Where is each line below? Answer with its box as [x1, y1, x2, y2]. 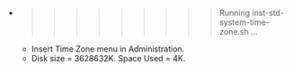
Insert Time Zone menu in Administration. [31, 44, 185, 54]
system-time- [218, 17, 270, 28]
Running [218, 8, 251, 18]
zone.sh [218, 27, 250, 36]
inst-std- [251, 8, 285, 18]
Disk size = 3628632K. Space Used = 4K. [31, 53, 186, 63]
